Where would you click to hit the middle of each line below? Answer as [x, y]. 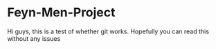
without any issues [34, 38]
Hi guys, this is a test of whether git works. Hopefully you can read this [108, 31]
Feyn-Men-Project [61, 13]
